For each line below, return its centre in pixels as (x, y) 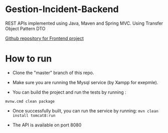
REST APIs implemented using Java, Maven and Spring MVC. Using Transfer (84, 23)
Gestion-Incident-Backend (62, 9)
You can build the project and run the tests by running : (69, 92)
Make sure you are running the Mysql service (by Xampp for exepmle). (85, 82)
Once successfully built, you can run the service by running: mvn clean (86, 111)
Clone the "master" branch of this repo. (53, 73)
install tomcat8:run (34, 115)
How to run (29, 59)
